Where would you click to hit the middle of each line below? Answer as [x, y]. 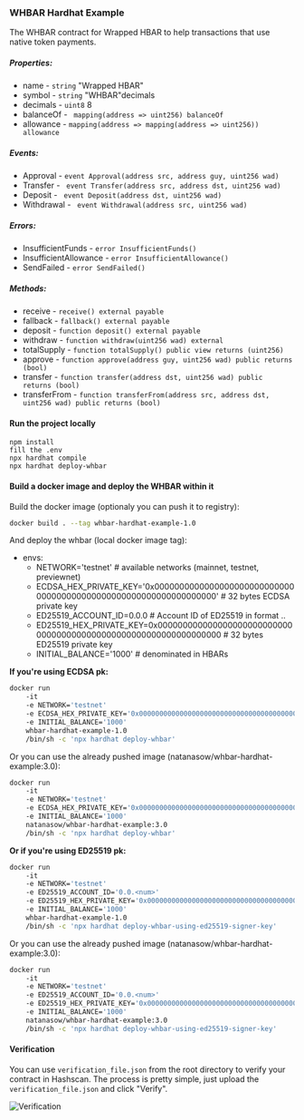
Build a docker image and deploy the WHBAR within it [112, 486]
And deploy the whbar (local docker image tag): [98, 541]
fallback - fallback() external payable [96, 321]
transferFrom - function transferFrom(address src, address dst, [146, 394]
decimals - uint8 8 [57, 105]
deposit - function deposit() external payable [111, 331]
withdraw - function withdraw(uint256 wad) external [123, 340]
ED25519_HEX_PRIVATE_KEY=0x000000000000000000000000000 [164, 625]
